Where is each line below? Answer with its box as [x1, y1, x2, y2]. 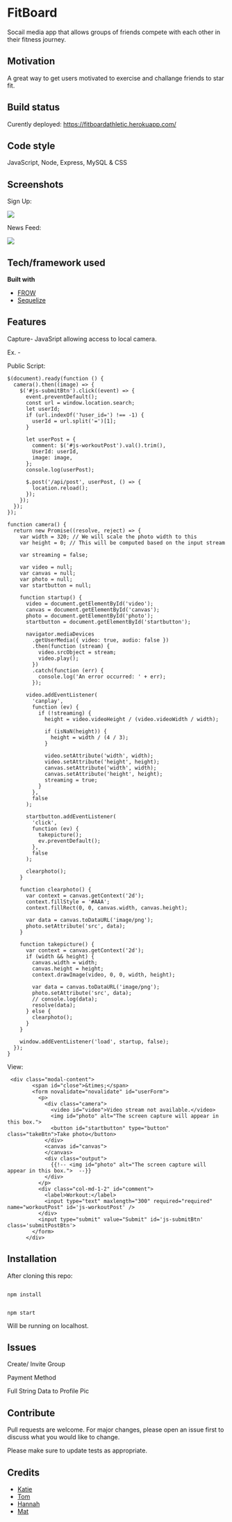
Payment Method [7, 1373, 57, 1382]
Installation [7, 1253, 57, 1265]
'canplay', [32, 697, 64, 704]
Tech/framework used [7, 257, 106, 268]
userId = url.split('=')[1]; [32, 417, 117, 425]
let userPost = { [25, 436, 76, 443]
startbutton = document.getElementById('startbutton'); [25, 618, 191, 625]
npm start [7, 1309, 36, 1316]
